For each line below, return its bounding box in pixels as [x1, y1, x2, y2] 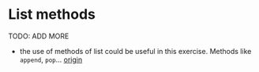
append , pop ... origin [19, 55, 83, 64]
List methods [8, 5, 96, 23]
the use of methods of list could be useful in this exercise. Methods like [19, 46, 252, 56]
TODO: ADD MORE [8, 31, 69, 41]
